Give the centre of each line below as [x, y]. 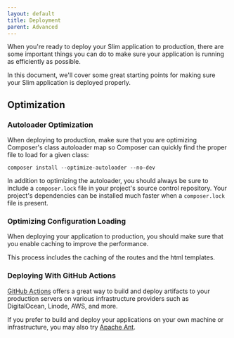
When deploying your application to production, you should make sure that [115, 236]
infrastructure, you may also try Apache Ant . [71, 327]
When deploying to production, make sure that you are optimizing [102, 140]
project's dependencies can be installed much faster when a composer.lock [116, 196]
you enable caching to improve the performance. [78, 244]
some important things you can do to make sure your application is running [116, 54]
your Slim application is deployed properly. [69, 83]
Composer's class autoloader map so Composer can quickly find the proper [117, 147]
